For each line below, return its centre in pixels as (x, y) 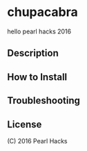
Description (33, 53)
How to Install (37, 77)
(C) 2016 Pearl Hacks (37, 141)
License (25, 124)
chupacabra (42, 12)
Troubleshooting (44, 101)
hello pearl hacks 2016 (39, 31)
